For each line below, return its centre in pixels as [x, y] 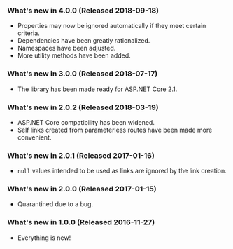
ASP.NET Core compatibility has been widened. [86, 122]
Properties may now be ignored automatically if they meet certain [112, 26]
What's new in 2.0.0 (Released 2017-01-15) [82, 189]
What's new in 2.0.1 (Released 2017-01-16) [81, 155]
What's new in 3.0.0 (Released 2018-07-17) [83, 74]
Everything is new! [44, 238]
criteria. [28, 33]
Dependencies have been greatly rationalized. [84, 41]
